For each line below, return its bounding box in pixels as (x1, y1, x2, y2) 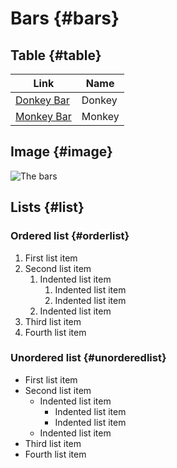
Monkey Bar (15, 110, 72, 123)
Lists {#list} (10, 199, 85, 216)
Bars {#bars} (10, 7, 120, 30)
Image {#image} (10, 143, 113, 161)
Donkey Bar (15, 93, 70, 107)
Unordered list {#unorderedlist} (10, 351, 167, 365)
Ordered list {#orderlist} (10, 229, 130, 243)
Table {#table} (10, 47, 102, 64)
